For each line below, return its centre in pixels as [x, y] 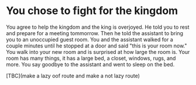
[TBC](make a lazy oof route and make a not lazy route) [73, 76]
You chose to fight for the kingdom [92, 11]
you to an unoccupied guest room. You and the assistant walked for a [90, 39]
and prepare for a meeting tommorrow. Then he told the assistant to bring [94, 33]
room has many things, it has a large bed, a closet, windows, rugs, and [91, 58]
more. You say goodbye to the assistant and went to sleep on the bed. [90, 64]
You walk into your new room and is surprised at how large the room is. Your [98, 52]
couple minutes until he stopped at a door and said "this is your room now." [97, 46]
